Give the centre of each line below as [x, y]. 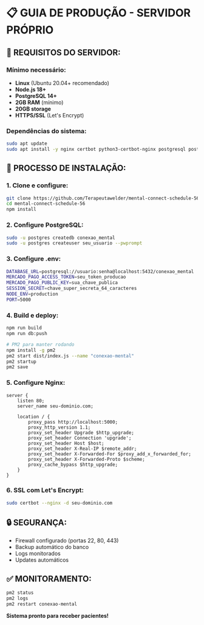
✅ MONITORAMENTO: [49, 578]
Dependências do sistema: [46, 131]
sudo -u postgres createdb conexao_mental [61, 238]
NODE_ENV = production [32, 294]
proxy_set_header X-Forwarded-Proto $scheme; [87, 459]
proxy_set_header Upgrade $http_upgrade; [81, 433]
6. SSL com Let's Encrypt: [45, 490]
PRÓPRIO [30, 30]
